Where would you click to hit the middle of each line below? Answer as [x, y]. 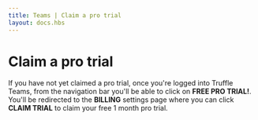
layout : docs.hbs [37, 23]
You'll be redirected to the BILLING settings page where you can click [121, 100]
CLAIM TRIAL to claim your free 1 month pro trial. [88, 108]
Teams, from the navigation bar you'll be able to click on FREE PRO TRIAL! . [130, 92]
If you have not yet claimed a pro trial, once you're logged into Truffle [121, 83]
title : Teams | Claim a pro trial [65, 15]
